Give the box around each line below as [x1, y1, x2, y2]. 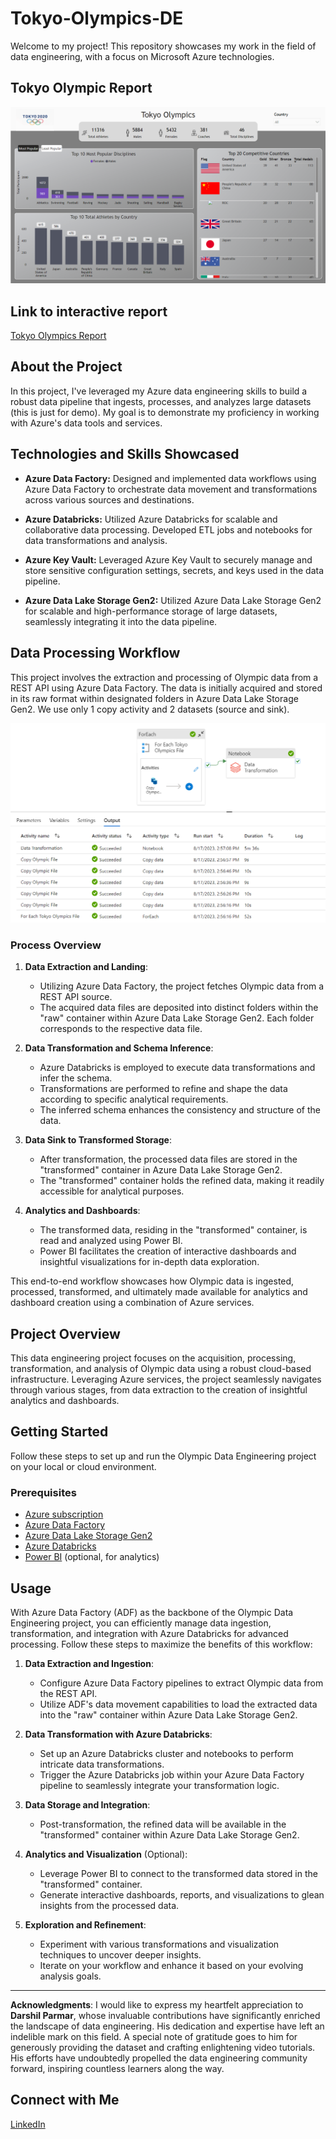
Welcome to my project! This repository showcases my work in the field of [10, 40, 317, 52]
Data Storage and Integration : [24, 1798, 151, 1811]
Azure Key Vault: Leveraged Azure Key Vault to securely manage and [24, 553, 313, 566]
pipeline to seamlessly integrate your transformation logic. [39, 1779, 280, 1791]
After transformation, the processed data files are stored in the [39, 1153, 298, 1166]
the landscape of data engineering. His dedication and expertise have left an [10, 2020, 325, 2032]
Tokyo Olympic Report [10, 80, 153, 97]
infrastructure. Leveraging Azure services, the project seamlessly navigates [10, 1373, 322, 1386]
